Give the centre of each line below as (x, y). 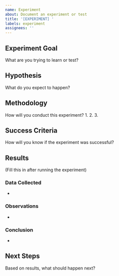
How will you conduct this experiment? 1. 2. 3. (52, 115)
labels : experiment (25, 23)
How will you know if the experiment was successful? (60, 142)
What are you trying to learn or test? (42, 60)
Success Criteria (31, 130)
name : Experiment (23, 10)
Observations (22, 206)
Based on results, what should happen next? (50, 268)
